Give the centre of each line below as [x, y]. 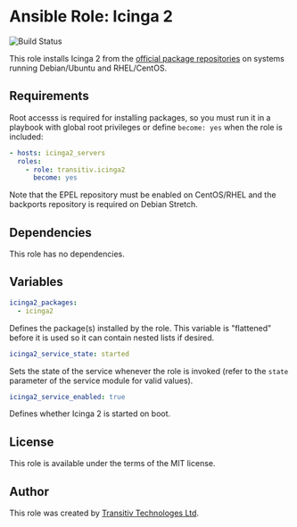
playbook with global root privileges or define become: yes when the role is [146, 127]
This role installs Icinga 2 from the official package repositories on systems [147, 58]
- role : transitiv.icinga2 [75, 170]
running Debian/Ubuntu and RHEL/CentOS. [88, 68]
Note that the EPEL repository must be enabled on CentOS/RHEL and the [143, 195]
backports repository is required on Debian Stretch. [103, 205]
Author [29, 492]
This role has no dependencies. [67, 254]
